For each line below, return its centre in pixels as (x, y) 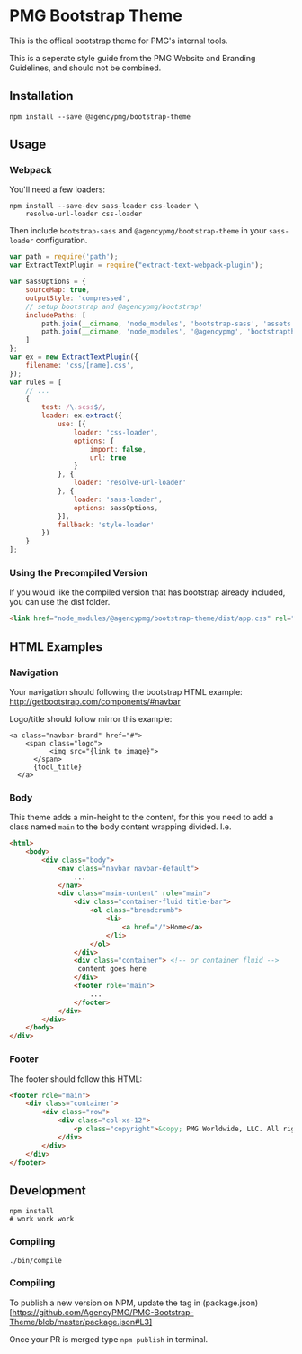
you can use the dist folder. (60, 602)
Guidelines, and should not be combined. (85, 68)
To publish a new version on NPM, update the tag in (105, 1303)
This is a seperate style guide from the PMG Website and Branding (133, 58)
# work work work (42, 1219)
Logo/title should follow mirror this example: (91, 718)
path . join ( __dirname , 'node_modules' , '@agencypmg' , (142, 332)
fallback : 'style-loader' (106, 525)
